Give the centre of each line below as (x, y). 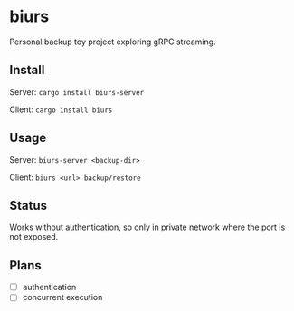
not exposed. (34, 237)
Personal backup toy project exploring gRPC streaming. (113, 42)
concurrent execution (62, 297)
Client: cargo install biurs (61, 109)
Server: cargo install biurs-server (77, 91)
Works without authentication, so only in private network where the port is (147, 227)
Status (28, 205)
